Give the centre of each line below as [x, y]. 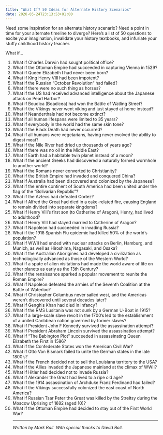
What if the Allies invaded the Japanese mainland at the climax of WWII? [85, 367]
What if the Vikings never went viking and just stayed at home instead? [83, 109]
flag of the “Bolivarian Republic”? [45, 191]
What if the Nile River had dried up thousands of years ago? [72, 145]
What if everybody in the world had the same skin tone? [68, 124]
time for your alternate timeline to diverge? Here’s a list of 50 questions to [79, 33]
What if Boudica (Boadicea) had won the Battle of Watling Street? [77, 104]
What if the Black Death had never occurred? [57, 129]
